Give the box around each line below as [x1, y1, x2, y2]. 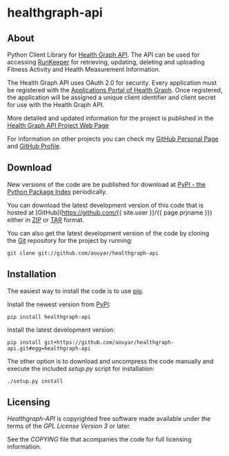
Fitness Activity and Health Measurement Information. [7, 66, 161, 73]
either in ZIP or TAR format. [7, 215, 85, 224]
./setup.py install [7, 377, 63, 384]
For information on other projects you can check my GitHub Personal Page [7, 135, 219, 143]
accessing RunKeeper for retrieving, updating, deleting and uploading [7, 58, 205, 66]
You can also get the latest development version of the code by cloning [7, 229, 210, 237]
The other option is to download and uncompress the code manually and [7, 357, 214, 365]
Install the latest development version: [7, 326, 115, 334]
